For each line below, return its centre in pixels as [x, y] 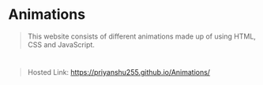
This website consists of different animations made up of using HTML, [142, 36]
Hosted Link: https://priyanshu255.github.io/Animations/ [119, 72]
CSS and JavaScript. [61, 44]
